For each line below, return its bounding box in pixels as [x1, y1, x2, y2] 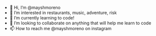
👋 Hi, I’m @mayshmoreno [9, 5, 61, 10]
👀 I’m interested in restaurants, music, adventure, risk [9, 10, 117, 16]
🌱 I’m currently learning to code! [9, 15, 75, 20]
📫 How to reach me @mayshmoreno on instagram [9, 26, 112, 31]
